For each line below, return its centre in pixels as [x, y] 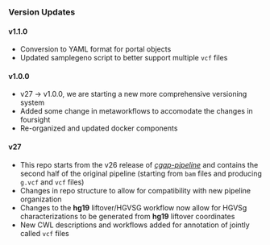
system [32, 102]
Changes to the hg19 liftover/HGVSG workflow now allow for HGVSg [133, 207]
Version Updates [42, 12]
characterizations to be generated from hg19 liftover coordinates [127, 216]
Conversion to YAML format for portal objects [96, 49]
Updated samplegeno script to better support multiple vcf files [124, 58]
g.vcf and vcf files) [52, 182]
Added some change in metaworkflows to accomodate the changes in [137, 111]
